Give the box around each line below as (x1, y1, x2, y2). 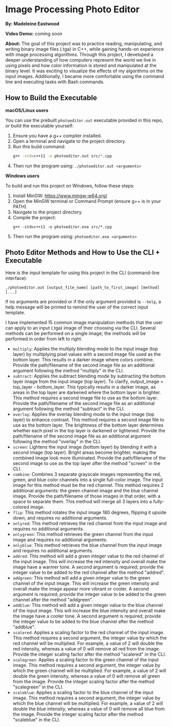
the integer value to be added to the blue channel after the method (12, 619, 154, 625)
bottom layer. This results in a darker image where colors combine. (12, 357, 154, 363)
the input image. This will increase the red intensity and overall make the (12, 559, 166, 565)
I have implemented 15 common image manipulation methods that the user (5, 319, 163, 326)
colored (12, 504, 29, 510)
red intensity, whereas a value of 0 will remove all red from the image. (12, 646, 161, 652)
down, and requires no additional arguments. (12, 515, 108, 521)
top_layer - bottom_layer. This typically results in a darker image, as (12, 384, 156, 390)
